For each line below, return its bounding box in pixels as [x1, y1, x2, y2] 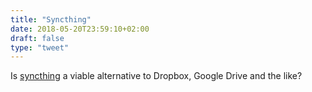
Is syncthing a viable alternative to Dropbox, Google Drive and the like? [10, 70, 303, 82]
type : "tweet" [10, 42, 70, 53]
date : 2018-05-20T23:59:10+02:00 [10, 24, 150, 34]
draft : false [10, 33, 65, 43]
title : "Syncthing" [10, 14, 92, 25]
